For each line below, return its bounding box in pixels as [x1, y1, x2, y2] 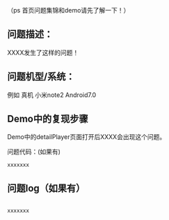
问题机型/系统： [7, 71, 75, 82]
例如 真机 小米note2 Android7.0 [7, 90, 97, 99]
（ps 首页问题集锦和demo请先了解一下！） [7, 6, 130, 14]
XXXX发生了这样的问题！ [7, 48, 79, 57]
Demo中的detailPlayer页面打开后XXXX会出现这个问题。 [7, 133, 166, 141]
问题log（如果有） [7, 182, 86, 194]
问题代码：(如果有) [7, 147, 61, 156]
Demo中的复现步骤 [7, 113, 88, 125]
